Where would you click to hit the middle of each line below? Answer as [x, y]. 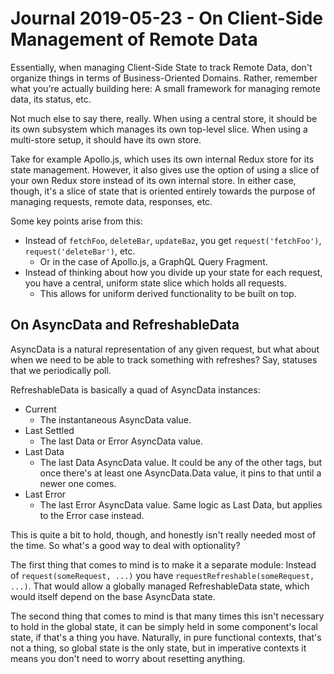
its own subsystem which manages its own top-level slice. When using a [159, 129]
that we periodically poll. [61, 370]
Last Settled [49, 430]
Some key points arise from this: [76, 221]
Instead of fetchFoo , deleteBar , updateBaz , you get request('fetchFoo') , [173, 240]
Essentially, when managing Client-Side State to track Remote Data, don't [161, 67]
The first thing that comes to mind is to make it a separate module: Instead [163, 564]
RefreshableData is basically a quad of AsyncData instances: [135, 389]
